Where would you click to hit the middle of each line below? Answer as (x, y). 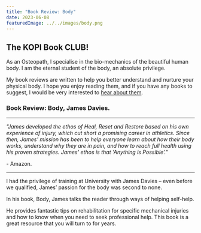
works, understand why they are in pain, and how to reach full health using (99, 146)
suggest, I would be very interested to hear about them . (75, 92)
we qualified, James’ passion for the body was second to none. (84, 187)
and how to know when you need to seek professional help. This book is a (98, 217)
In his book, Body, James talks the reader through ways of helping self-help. (100, 199)
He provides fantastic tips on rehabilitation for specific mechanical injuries (98, 211)
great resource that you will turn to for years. (61, 223)
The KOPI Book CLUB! (48, 47)
